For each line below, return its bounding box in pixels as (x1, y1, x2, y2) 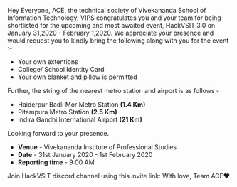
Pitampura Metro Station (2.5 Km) (17, 108, 117, 116)
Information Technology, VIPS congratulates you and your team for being (7, 14, 222, 22)
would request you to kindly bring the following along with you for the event (7, 36, 229, 45)
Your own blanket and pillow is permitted (17, 73, 137, 81)
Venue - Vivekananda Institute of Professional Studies (17, 143, 177, 151)
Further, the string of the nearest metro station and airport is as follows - (7, 87, 219, 95)
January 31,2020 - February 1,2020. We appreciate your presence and (7, 28, 214, 37)
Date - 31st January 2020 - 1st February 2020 (17, 151, 153, 159)
